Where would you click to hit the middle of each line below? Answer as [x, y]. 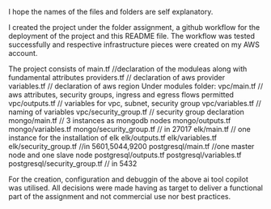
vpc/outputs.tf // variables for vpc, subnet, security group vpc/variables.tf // [135, 103]
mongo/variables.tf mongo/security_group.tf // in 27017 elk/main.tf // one [129, 129]
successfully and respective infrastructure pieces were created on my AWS [134, 45]
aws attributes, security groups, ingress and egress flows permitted [121, 95]
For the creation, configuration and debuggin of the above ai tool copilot [129, 179]
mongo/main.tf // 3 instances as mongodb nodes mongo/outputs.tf [120, 120]
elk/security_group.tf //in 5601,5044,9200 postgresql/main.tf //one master [131, 146]
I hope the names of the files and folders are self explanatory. [111, 12]
